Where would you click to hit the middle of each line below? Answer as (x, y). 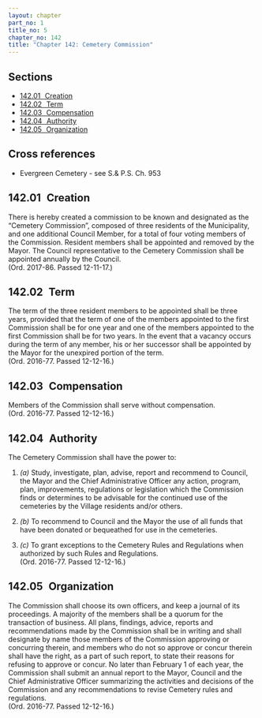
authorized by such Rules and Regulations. (89, 553)
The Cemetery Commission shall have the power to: (92, 457)
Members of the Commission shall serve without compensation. (112, 405)
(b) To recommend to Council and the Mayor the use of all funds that (131, 521)
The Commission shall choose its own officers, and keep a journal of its (124, 605)
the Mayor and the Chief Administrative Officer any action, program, (130, 481)
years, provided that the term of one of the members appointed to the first (129, 320)
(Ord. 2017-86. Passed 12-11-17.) (60, 267)
